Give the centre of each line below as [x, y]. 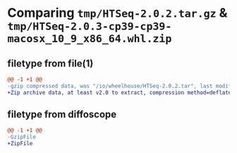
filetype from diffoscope [62, 115]
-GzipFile [22, 137]
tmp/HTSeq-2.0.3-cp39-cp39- [90, 26]
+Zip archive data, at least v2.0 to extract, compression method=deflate [120, 93]
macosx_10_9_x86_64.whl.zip [90, 39]
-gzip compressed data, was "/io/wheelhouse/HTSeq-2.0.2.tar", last [110, 86]
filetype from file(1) [50, 64]
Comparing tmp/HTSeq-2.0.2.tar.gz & [117, 13]
